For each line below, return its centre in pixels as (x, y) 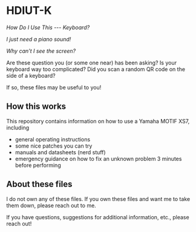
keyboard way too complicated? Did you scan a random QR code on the (96, 69)
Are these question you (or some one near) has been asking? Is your (92, 63)
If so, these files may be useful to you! (54, 87)
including (18, 128)
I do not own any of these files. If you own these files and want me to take (98, 199)
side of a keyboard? (31, 75)
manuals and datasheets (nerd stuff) (60, 152)
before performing (38, 165)
